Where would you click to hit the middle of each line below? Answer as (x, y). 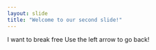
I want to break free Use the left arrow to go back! (78, 39)
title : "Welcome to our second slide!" (65, 20)
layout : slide (28, 13)
